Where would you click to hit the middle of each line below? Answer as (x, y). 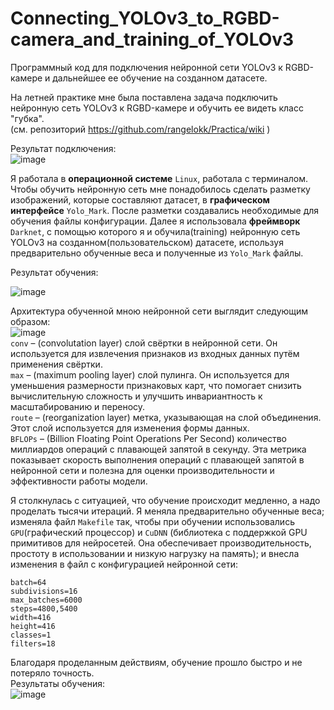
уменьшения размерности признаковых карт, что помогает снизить (156, 385)
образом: (30, 321)
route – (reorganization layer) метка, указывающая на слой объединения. (166, 417)
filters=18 (33, 643)
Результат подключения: (63, 148)
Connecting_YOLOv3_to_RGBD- (145, 18)
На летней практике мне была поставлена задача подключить (144, 97)
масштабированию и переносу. (78, 406)
